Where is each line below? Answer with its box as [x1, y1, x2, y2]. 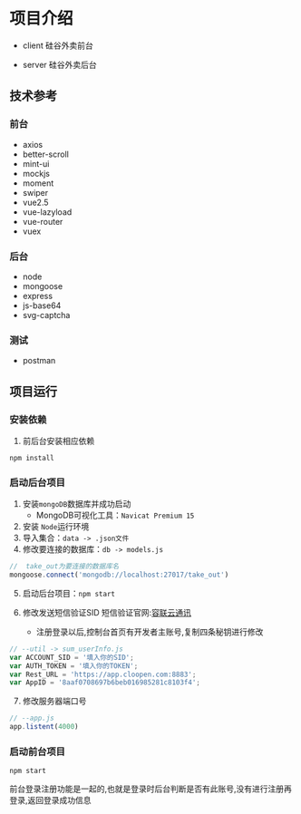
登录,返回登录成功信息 [9, 795, 92, 806]
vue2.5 [22, 197, 49, 208]
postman [22, 355, 56, 366]
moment [22, 178, 54, 189]
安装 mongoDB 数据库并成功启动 [22, 499, 131, 509]
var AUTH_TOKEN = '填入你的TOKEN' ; [9, 661, 139, 671]
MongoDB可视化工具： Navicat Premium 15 [35, 509, 195, 521]
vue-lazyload [22, 206, 73, 218]
